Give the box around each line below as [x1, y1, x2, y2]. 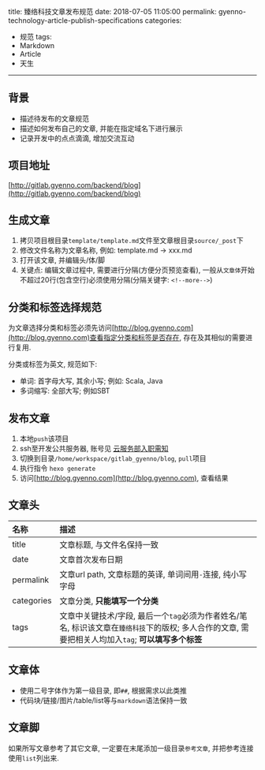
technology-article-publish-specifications [8, 16, 144, 25]
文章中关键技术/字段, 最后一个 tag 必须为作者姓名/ [58, 610, 240, 621]
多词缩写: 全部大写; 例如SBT [19, 386, 110, 396]
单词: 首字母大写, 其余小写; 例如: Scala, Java [19, 376, 163, 386]
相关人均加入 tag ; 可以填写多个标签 [74, 634, 203, 645]
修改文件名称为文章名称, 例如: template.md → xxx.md [19, 245, 192, 255]
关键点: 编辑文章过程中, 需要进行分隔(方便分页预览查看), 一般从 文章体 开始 [19, 265, 255, 275]
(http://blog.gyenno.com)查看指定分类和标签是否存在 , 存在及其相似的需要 [8, 333, 246, 342]
